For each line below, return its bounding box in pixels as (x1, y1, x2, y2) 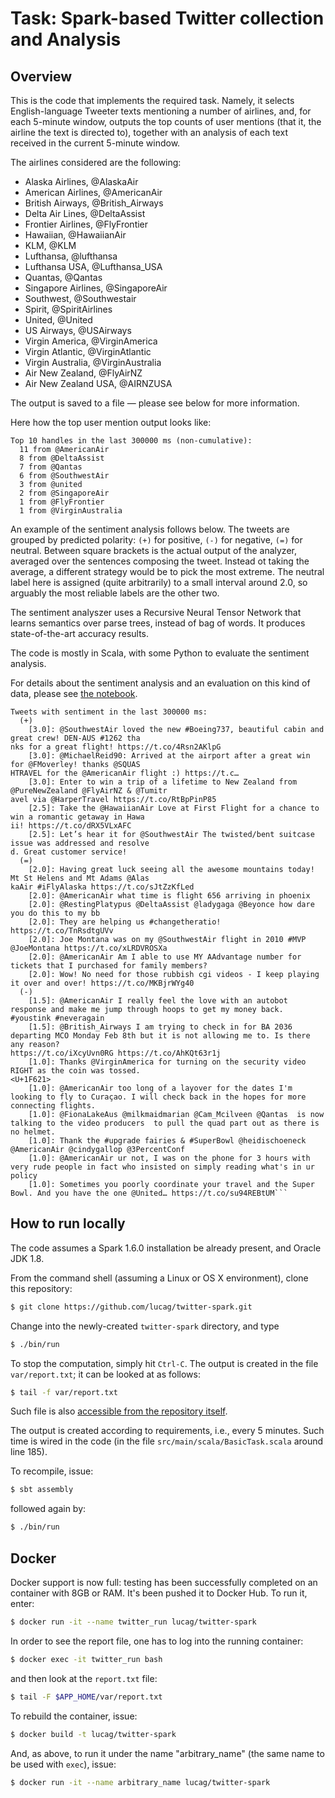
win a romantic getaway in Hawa (10, 812, 145, 822)
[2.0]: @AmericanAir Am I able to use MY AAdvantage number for (28, 952, 302, 962)
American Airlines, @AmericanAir (24, 187, 163, 198)
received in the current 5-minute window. (10, 137, 181, 149)
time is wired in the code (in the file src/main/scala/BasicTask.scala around (10, 1435, 324, 1447)
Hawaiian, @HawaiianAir (24, 229, 127, 241)
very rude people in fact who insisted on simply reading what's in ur (10, 1162, 315, 1172)
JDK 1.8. (10, 1252, 45, 1264)
